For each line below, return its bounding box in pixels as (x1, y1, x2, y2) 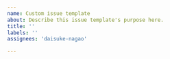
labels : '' (7, 29, 38, 36)
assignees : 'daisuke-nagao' (7, 36, 88, 43)
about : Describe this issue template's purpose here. (7, 16, 165, 23)
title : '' (7, 23, 36, 29)
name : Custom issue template (7, 10, 90, 17)
